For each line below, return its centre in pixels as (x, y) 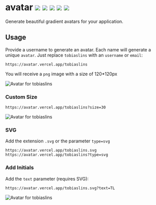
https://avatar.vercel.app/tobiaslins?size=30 (56, 108)
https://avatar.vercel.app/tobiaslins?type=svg (57, 155)
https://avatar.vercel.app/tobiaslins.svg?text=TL (60, 188)
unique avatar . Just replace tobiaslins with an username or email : (74, 55)
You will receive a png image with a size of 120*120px (61, 74)
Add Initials (20, 168)
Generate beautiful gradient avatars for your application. (64, 21)
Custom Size (21, 97)
